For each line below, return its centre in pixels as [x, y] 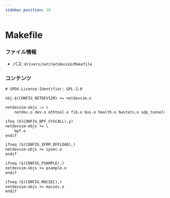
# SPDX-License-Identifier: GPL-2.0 [44, 89]
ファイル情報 [21, 52]
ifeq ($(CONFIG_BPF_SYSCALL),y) [39, 121]
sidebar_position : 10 [28, 10]
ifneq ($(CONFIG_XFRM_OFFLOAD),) [40, 145]
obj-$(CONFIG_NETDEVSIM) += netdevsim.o [49, 98]
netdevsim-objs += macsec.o [35, 187]
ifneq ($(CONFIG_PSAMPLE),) [35, 163]
